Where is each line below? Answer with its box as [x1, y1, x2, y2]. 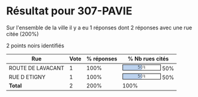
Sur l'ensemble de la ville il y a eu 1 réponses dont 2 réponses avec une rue [6, 24, 193, 31]
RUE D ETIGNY [8, 73, 46, 80]
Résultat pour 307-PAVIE [6, 4, 133, 18]
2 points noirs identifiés [6, 42, 65, 49]
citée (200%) [6, 30, 39, 37]
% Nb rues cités [128, 55, 169, 62]
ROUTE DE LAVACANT [8, 64, 65, 71]
